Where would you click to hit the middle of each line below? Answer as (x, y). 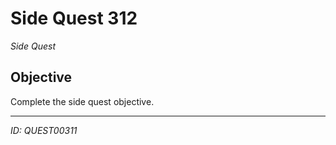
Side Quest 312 (74, 18)
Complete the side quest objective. (82, 101)
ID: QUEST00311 (44, 130)
